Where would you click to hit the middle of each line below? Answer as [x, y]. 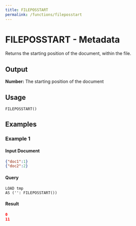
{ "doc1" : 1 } [17, 161]
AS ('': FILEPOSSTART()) [31, 193]
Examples [21, 124]
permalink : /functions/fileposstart [44, 15]
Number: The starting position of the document [55, 82]
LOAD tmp [14, 188]
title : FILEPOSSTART [27, 10]
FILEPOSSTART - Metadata [62, 40]
